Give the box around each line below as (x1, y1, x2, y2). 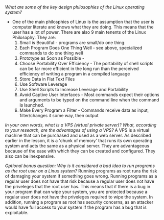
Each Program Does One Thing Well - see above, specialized (19, 45, 142, 50)
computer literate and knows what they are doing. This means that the (12, 24, 154, 30)
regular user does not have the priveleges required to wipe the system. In (5, 194, 153, 200)
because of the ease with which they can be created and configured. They (5, 148, 156, 154)
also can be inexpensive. (5, 153, 55, 159)
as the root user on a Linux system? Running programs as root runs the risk (5, 168, 158, 173)
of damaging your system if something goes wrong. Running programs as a (5, 173, 158, 179)
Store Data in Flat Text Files (19, 76, 75, 82)
